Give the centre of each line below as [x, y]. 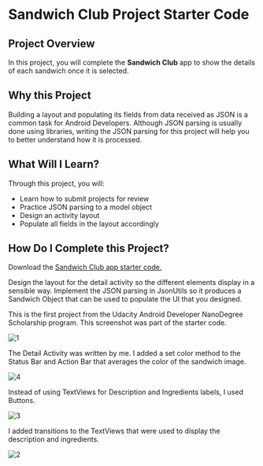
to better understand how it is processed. [75, 139]
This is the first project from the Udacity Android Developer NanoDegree [126, 314]
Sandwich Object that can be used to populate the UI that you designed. [125, 299]
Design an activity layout [59, 215]
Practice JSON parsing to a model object [85, 207]
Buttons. [22, 401]
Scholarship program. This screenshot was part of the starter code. [117, 323]
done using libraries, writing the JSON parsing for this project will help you [129, 131]
